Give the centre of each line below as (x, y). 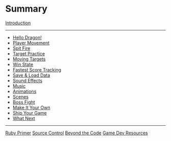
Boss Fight (24, 102)
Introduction (18, 23)
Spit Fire (21, 48)
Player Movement (31, 43)
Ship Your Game (30, 113)
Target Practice (29, 53)
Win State (23, 64)
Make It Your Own (31, 108)
